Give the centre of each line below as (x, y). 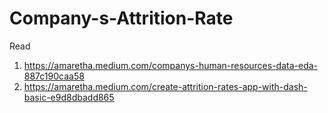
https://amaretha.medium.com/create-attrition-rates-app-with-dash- (165, 86)
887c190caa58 (54, 76)
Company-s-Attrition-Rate (121, 18)
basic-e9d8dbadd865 (69, 97)
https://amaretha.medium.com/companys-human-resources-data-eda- (171, 65)
